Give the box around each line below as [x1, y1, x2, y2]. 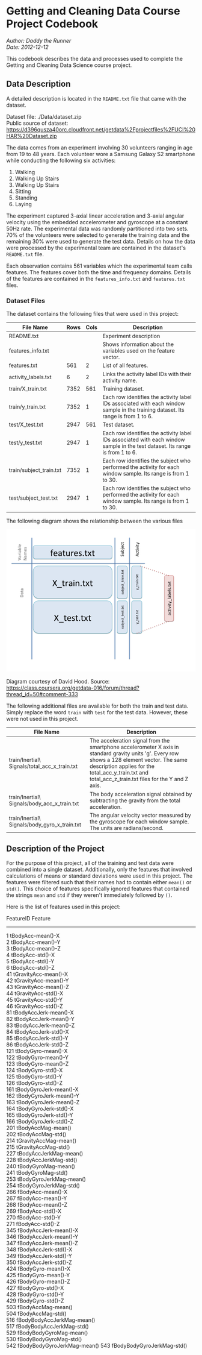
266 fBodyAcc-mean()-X [6, 1189, 68, 1196]
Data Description [6, 79, 71, 89]
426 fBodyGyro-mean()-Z [6, 1278, 70, 1285]
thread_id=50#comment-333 [6, 690, 78, 697]
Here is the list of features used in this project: [6, 903, 121, 911]
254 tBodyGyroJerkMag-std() [6, 1182, 80, 1189]
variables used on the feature [102, 347, 176, 354]
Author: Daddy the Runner [6, 37, 72, 44]
